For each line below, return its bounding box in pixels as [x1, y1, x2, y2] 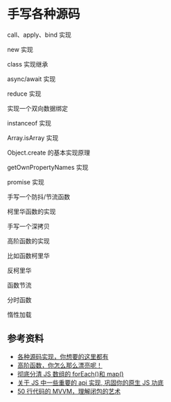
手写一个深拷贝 [7, 222, 50, 230]
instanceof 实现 [7, 119, 52, 127]
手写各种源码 [7, 6, 81, 22]
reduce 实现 [7, 89, 42, 98]
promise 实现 [7, 177, 45, 186]
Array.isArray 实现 [7, 133, 59, 142]
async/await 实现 [7, 74, 56, 83]
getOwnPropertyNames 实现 [7, 163, 89, 171]
